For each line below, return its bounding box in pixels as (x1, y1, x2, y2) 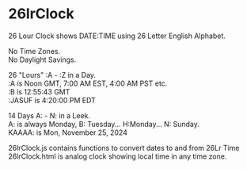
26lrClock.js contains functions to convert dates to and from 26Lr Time (8, 143, 240, 152)
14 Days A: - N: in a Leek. (8, 110, 91, 120)
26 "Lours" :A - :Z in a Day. (8, 70, 97, 79)
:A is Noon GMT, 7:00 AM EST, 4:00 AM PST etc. (8, 79, 168, 88)
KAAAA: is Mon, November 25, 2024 (8, 128, 128, 137)
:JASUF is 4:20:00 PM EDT (8, 95, 97, 105)
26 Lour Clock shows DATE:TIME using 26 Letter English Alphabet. (8, 31, 226, 40)
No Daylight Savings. (8, 55, 77, 64)
